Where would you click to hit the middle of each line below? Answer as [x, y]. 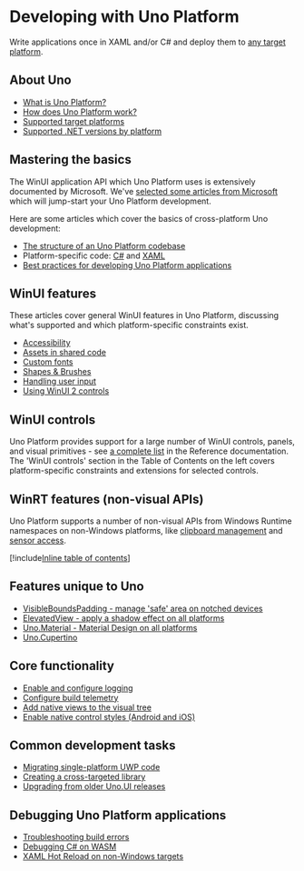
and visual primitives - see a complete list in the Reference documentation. [149, 451]
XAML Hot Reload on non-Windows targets [103, 856]
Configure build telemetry [70, 697]
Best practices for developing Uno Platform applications [127, 265]
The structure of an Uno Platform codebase [104, 245]
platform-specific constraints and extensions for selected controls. [134, 471]
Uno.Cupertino [50, 637]
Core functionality [62, 666]
